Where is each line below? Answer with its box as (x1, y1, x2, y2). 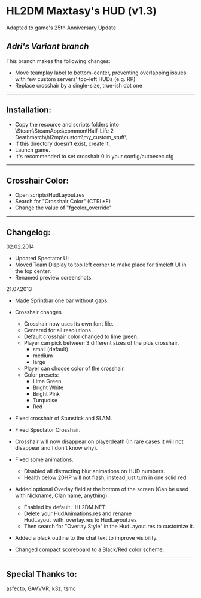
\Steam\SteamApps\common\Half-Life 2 (14, 127, 114, 134)
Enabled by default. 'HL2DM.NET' (23, 504, 107, 511)
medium (32, 352, 53, 359)
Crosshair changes (14, 309, 62, 316)
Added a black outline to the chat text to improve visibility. (14, 534, 158, 542)
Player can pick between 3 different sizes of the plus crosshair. (23, 339, 179, 347)
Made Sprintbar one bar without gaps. (14, 297, 109, 304)
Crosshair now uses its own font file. (23, 320, 114, 327)
